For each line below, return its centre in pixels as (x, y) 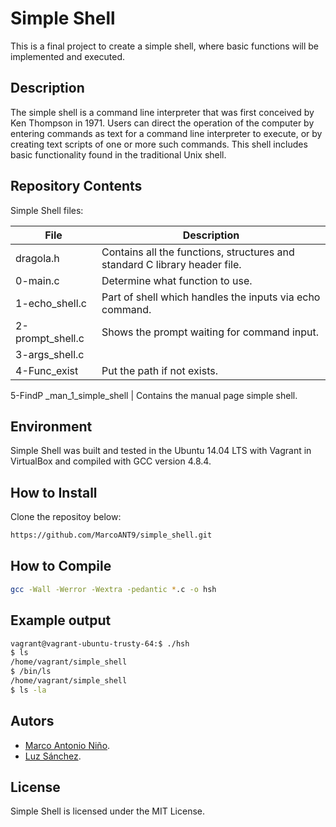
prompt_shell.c (50, 338)
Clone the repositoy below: (66, 517)
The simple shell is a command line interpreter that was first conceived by (162, 112)
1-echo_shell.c (51, 303)
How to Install (54, 492)
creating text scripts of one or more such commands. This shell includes (159, 144)
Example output (61, 620)
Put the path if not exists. (159, 370)
